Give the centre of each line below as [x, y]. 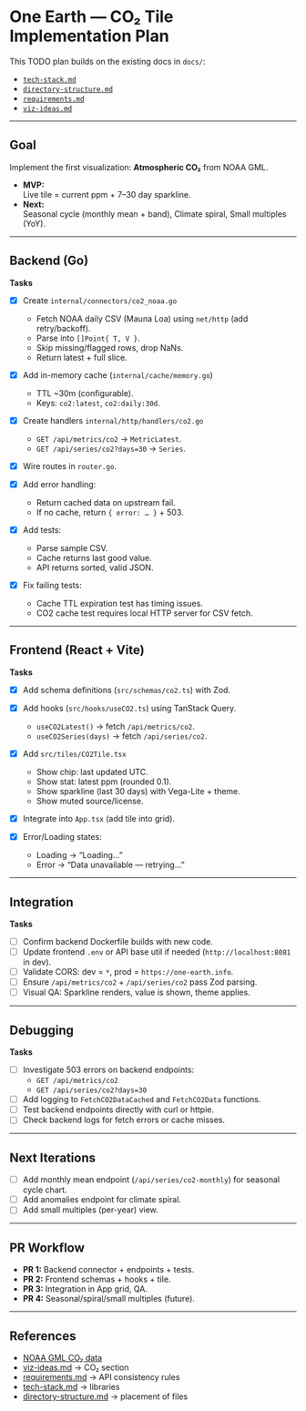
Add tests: [42, 529]
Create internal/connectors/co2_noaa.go [100, 300]
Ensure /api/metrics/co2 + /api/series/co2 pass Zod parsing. [140, 982]
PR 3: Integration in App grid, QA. [85, 1289]
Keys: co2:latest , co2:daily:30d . [98, 403]
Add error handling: [59, 484]
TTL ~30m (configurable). [85, 393]
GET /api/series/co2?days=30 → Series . [111, 448]
